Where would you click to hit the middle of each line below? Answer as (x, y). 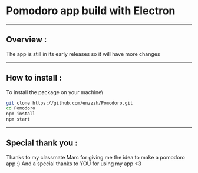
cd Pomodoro (21, 108)
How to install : (34, 78)
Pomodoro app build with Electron (91, 11)
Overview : (27, 40)
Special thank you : (42, 143)
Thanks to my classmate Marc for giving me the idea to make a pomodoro (96, 157)
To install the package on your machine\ (55, 92)
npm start (18, 119)
